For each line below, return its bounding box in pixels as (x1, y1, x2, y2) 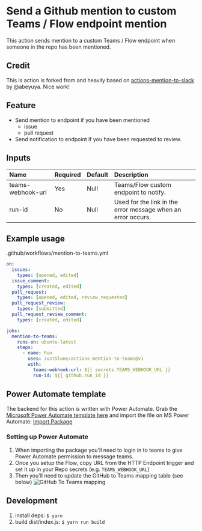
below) (14, 478, 32, 485)
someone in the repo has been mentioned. (6, 43, 111, 50)
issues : (11, 267, 31, 273)
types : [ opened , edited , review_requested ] (17, 294, 128, 301)
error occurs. (114, 213, 151, 222)
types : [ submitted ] (17, 306, 66, 312)
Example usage (6, 233, 65, 244)
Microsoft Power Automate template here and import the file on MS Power (6, 411, 189, 419)
